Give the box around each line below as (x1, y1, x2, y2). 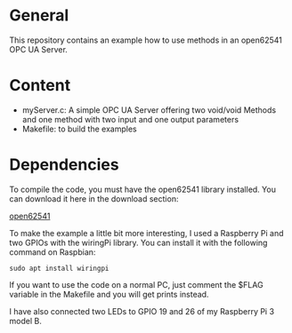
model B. (9, 315, 42, 326)
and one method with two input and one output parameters (21, 114, 239, 124)
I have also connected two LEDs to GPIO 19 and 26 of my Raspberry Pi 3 (9, 305, 274, 316)
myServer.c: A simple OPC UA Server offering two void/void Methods (21, 104, 277, 115)
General (9, 5, 69, 26)
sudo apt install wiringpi (9, 264, 109, 273)
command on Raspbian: (9, 246, 96, 258)
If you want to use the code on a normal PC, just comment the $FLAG (9, 279, 264, 289)
